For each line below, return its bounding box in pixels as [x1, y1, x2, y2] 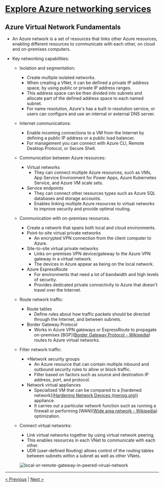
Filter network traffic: [19, 347, 62, 352]
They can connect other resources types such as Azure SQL [34, 191, 156, 196]
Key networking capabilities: [12, 56, 69, 62]
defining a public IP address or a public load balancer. [26, 135, 135, 141]
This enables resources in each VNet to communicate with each [26, 437, 156, 443]
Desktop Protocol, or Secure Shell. [26, 146, 96, 151]
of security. [34, 277, 57, 282]
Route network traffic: [19, 296, 63, 302]
